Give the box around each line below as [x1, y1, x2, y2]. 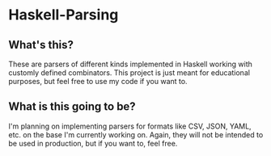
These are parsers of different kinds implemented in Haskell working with [8, 59, 252, 69]
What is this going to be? [8, 99, 136, 114]
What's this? [8, 38, 74, 52]
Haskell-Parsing [8, 6, 119, 24]
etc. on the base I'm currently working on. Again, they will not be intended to [8, 129, 264, 139]
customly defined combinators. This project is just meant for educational [8, 68, 251, 78]
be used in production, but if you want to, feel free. [8, 138, 178, 148]
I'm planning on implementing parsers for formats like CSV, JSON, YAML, [8, 121, 252, 131]
